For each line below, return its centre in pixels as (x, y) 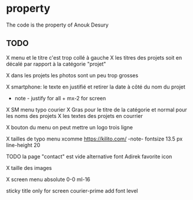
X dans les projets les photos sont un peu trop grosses (72, 75)
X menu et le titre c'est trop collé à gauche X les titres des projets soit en (94, 57)
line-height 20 (23, 145)
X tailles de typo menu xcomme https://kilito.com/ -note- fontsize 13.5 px (94, 139)
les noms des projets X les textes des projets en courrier (74, 116)
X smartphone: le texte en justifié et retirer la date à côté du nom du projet (96, 87)
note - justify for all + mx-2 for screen (60, 98)
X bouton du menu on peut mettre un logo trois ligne (70, 127)
